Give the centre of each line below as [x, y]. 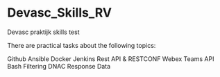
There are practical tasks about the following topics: [82, 45]
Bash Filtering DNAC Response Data [59, 66]
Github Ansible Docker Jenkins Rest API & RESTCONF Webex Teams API [111, 59]
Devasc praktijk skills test [43, 32]
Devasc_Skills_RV [60, 13]
